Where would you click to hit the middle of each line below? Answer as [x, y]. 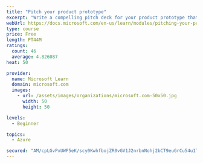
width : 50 [34, 101]
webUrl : [16, 23]
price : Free [21, 34]
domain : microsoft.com [40, 85]
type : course [23, 29]
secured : [17, 151]
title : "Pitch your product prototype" [56, 12]
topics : [16, 134]
